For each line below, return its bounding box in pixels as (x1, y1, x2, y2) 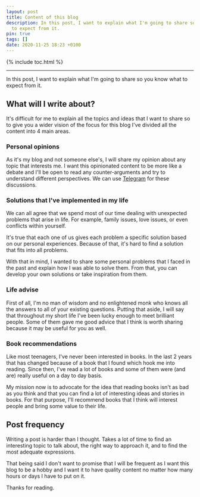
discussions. (6, 181, 37, 188)
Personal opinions (6, 142, 60, 151)
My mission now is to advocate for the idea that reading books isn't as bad (6, 383, 189, 390)
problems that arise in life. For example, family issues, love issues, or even (6, 216, 188, 223)
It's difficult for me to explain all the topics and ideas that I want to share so (6, 114, 190, 122)
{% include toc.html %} (6, 58, 64, 66)
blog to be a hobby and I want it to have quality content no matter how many (6, 466, 193, 473)
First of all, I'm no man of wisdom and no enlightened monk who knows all (6, 299, 188, 306)
